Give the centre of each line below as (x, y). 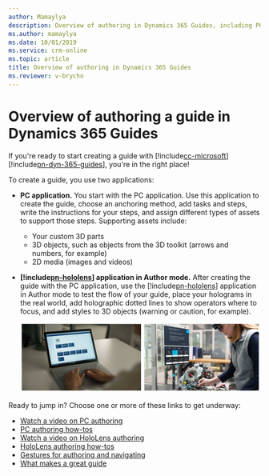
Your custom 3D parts (68, 236)
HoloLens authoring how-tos (67, 446)
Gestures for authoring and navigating (82, 455)
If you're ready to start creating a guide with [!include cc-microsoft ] (119, 155)
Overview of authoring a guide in (119, 116)
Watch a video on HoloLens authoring (82, 438)
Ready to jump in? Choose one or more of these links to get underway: (125, 406)
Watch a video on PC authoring (71, 421)
